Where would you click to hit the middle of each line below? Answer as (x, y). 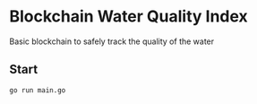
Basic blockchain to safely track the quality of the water (112, 41)
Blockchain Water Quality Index (128, 17)
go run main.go (38, 90)
